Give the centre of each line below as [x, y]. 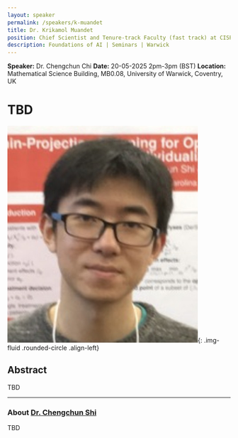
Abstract [27, 370]
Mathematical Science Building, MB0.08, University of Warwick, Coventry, [115, 74]
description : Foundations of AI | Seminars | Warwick [89, 45]
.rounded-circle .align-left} [61, 348]
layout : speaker [31, 15]
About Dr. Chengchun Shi [52, 412]
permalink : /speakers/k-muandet [55, 22]
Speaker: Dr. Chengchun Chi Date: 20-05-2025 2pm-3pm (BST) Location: [117, 66]
